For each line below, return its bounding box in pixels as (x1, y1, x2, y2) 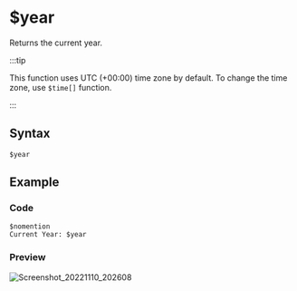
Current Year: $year (9, 230, 88, 239)
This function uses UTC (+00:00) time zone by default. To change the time (9, 72, 288, 83)
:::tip (9, 54, 26, 65)
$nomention (9, 222, 51, 231)
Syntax (9, 126, 51, 141)
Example (9, 175, 60, 190)
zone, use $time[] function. (9, 82, 112, 92)
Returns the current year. (9, 37, 102, 48)
